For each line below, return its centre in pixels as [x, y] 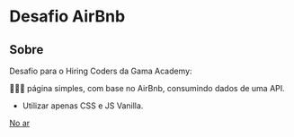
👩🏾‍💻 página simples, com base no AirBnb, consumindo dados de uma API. [147, 88]
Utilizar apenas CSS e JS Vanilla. [83, 106]
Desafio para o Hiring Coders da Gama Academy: [101, 71]
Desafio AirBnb [67, 17]
